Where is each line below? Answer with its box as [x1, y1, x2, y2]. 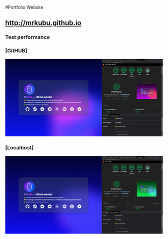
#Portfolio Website [5, 5, 43, 10]
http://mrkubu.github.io [5, 19, 81, 27]
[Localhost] [5, 144, 34, 151]
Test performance [5, 34, 50, 41]
